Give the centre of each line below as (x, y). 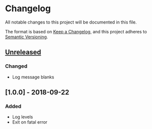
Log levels (23, 117)
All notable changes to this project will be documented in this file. (71, 22)
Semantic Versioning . (26, 37)
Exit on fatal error (30, 122)
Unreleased (23, 52)
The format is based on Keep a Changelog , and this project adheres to (76, 31)
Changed (16, 66)
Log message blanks (33, 77)
